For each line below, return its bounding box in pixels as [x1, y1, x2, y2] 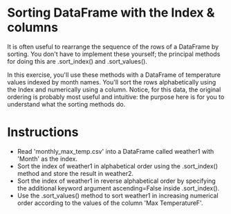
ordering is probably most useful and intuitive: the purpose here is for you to [7, 92, 225, 101]
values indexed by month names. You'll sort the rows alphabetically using [7, 78, 216, 86]
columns [7, 19, 59, 35]
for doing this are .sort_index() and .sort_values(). [7, 57, 147, 65]
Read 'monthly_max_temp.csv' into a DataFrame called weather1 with [17, 147, 214, 155]
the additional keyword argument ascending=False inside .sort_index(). [17, 184, 220, 192]
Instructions [7, 125, 79, 140]
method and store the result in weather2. [17, 169, 133, 177]
